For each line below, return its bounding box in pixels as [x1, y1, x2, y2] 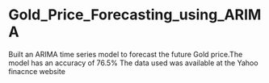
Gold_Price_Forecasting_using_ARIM [8, 6, 262, 24]
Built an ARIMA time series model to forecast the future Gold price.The [8, 49, 243, 59]
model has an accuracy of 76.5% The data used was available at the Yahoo [8, 58, 258, 68]
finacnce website [8, 66, 66, 76]
